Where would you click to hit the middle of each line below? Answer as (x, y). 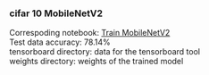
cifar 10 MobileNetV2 (56, 13)
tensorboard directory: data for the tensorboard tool (105, 52)
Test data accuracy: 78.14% (60, 42)
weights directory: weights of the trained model (96, 62)
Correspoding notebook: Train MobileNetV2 (90, 33)
